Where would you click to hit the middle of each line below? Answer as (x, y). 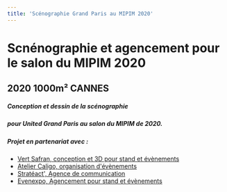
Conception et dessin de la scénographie (68, 106)
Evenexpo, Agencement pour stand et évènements (90, 181)
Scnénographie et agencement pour (113, 48)
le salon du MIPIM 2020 (77, 63)
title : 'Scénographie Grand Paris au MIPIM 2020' (81, 14)
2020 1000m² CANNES (58, 89)
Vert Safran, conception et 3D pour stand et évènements (98, 159)
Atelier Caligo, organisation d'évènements (77, 166)
